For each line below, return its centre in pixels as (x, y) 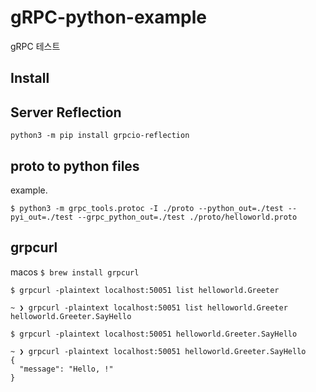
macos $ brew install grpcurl (75, 272)
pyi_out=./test (42, 217)
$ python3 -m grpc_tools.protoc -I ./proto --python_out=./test (147, 208)
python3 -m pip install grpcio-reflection (100, 136)
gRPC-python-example (109, 17)
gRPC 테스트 (35, 46)
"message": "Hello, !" (66, 369)
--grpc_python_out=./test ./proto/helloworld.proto (187, 217)
